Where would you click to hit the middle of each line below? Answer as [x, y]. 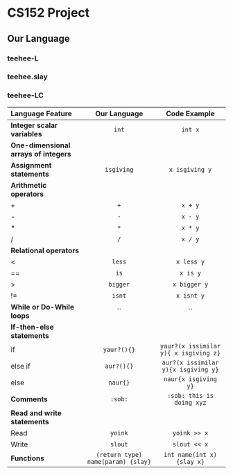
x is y [190, 273]
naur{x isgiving [190, 379]
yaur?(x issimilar [190, 346]
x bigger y [190, 284]
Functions [28, 458]
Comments [29, 399]
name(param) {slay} [119, 461]
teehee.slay [28, 77]
